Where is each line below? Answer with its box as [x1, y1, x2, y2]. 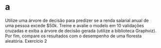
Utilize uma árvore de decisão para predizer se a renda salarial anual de [5, 17, 149, 23]
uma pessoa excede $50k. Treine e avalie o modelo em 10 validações [5, 22, 144, 28]
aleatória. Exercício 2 [5, 38, 47, 44]
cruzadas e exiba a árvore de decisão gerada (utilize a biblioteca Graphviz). [5, 28, 157, 33]
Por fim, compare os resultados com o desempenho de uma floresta [5, 33, 142, 39]
